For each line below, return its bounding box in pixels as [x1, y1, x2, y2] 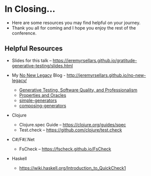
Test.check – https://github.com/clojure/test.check [19, 127, 122, 133]
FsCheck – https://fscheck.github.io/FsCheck [19, 146, 112, 152]
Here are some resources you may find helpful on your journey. [11, 20, 141, 26]
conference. [11, 30, 37, 36]
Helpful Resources [4, 44, 63, 53]
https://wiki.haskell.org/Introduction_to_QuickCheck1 [19, 165, 126, 171]
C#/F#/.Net [11, 136, 35, 142]
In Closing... [4, 3, 55, 15]
